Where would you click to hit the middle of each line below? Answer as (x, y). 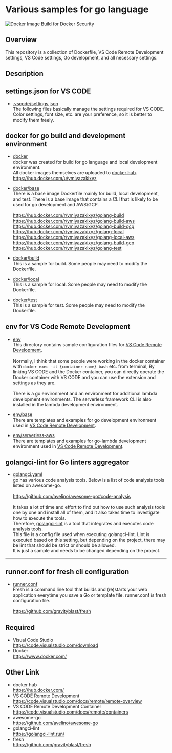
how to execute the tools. (39, 518)
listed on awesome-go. (37, 485)
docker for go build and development (66, 136)
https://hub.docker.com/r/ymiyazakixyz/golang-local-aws (73, 237)
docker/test (25, 300)
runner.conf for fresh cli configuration (67, 572)
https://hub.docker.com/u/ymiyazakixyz (55, 178)
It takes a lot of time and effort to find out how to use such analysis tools (89, 507)
